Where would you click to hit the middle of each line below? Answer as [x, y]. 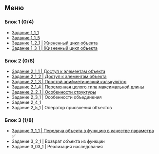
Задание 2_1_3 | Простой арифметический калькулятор [69, 81]
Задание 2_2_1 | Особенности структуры [54, 92]
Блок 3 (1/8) [19, 120]
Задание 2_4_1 [26, 102]
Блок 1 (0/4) [19, 22]
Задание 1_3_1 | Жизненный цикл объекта [55, 48]
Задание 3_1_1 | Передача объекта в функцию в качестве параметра [83, 131]
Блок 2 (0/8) [20, 60]
